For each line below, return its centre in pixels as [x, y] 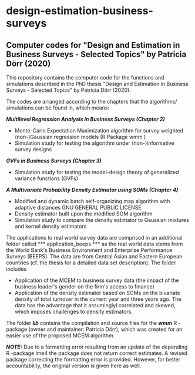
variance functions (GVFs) [46, 178]
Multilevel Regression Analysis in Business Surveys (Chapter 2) [86, 119]
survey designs [33, 149]
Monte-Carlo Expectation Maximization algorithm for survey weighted [99, 130]
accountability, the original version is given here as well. [74, 366]
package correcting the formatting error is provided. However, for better [93, 359]
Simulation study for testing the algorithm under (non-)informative [94, 143]
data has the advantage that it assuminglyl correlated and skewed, [95, 305]
